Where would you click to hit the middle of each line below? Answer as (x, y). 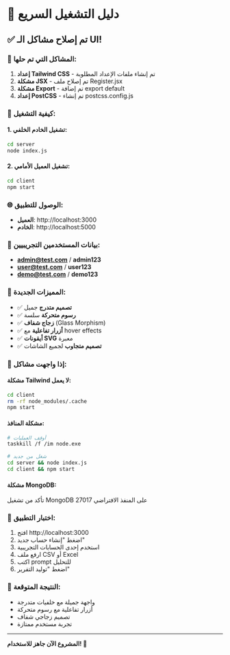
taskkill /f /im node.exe (44, 444)
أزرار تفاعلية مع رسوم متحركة (55, 609)
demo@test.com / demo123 (57, 275)
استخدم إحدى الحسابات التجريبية (58, 547)
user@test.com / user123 (54, 267)
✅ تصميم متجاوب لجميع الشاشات (59, 345)
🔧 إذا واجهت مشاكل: (37, 364)
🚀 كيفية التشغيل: (31, 113)
